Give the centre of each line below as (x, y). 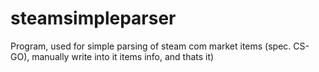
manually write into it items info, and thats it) (123, 56)
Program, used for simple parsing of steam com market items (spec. (151, 46)
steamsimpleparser (93, 18)
